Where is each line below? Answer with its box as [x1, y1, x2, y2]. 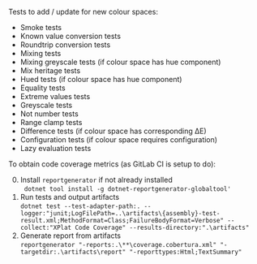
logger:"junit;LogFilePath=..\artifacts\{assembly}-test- [19, 210, 221, 218]
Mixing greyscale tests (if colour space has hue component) [19, 57, 221, 67]
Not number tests [19, 109, 79, 119]
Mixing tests [19, 49, 62, 58]
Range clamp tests [19, 118, 83, 127]
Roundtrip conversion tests [19, 40, 111, 50]
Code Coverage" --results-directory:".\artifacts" [75, 223, 250, 232]
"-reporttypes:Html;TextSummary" [129, 248, 242, 256]
